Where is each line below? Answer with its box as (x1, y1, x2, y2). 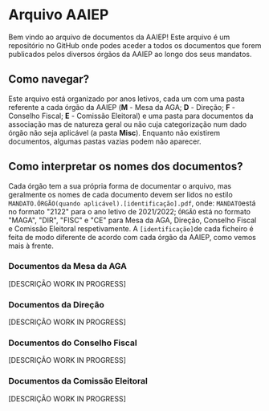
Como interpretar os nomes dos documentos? (8, 160, 243, 173)
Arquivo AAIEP (8, 6, 109, 24)
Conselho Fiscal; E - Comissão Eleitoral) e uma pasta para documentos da (8, 111, 254, 120)
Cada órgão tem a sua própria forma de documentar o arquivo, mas (8, 181, 231, 190)
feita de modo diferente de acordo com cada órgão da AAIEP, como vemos (8, 232, 257, 242)
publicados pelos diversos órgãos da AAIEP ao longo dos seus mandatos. (8, 49, 252, 59)
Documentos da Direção (8, 299, 104, 310)
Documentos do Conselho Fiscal (8, 337, 138, 348)
